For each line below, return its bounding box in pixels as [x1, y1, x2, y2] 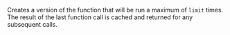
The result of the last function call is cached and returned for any [7, 13, 193, 21]
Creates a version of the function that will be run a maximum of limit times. [7, 6, 224, 14]
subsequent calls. [7, 21, 57, 28]
